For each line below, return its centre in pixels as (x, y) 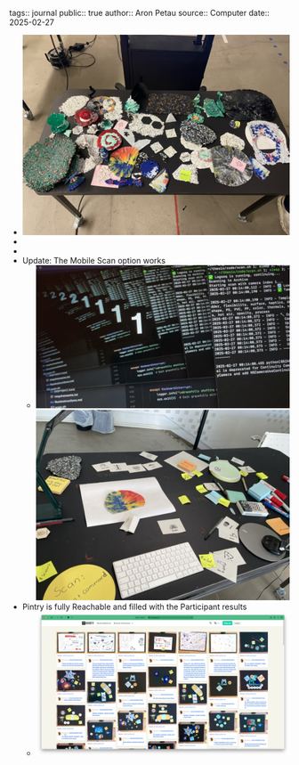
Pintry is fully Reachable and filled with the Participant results (134, 607)
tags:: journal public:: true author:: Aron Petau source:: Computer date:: (139, 13)
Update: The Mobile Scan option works (94, 261)
